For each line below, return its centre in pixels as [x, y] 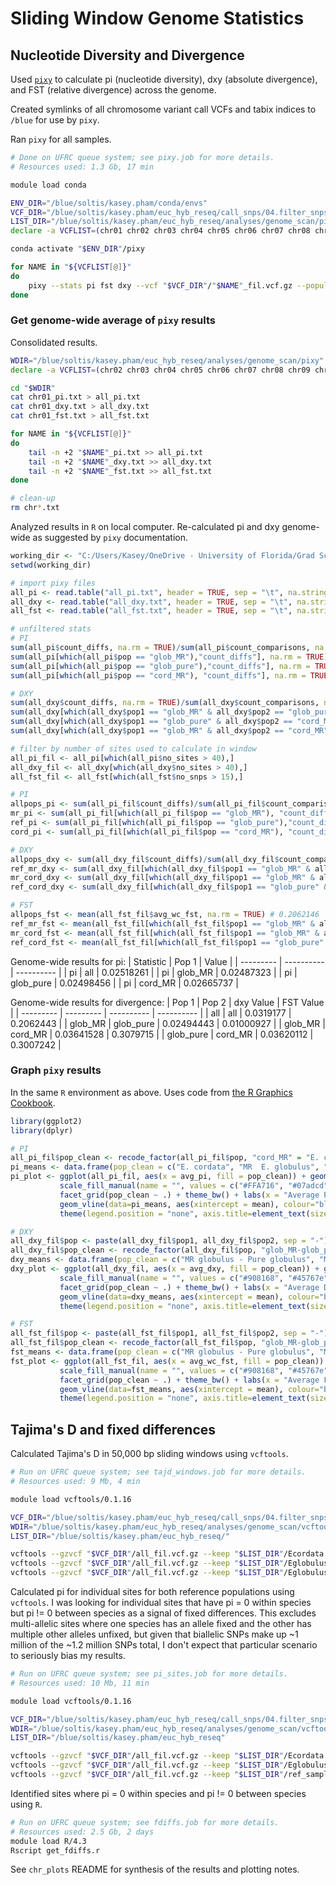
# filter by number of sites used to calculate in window [133, 748]
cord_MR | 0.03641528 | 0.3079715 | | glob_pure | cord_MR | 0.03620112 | [162, 1034]
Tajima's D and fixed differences [113, 1429]
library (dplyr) [42, 1130]
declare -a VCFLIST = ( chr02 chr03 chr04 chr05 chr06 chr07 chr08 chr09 [160, 370]
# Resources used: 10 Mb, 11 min [80, 1683]
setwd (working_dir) [51, 565]
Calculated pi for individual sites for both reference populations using [152, 1592]
